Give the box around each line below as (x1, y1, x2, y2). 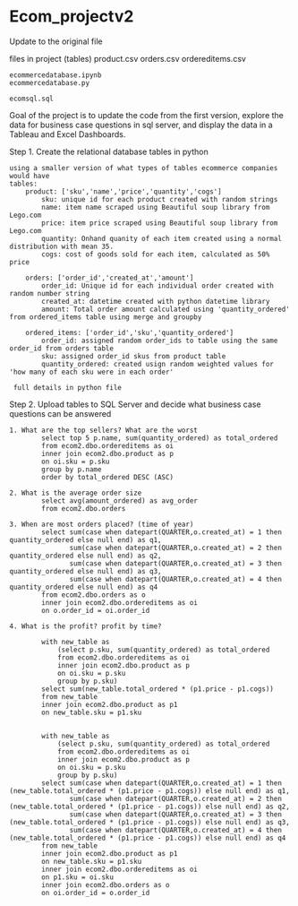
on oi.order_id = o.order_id (41, 888, 150, 897)
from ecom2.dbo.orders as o (41, 590, 146, 600)
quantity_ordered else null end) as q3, (9, 566, 163, 575)
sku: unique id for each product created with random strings (41, 194, 278, 203)
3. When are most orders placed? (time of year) (9, 520, 194, 529)
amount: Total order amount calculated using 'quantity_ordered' (41, 305, 291, 314)
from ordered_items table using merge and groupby (9, 312, 202, 322)
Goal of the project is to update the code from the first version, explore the (9, 109, 285, 120)
